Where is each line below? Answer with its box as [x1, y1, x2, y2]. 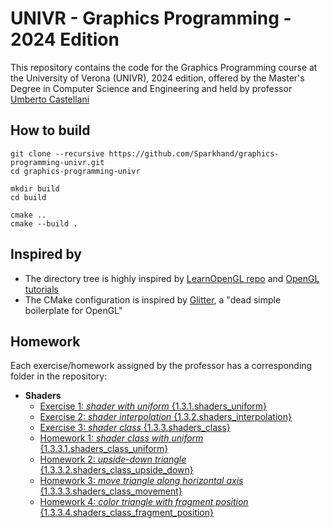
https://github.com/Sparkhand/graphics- [108, 148, 280, 159]
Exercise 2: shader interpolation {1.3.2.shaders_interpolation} [39, 411, 292, 423]
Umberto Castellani [10, 93, 90, 105]
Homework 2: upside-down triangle [39, 453, 187, 466]
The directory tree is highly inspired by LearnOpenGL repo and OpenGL [24, 272, 320, 284]
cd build [10, 192, 47, 202]
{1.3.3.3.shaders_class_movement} [39, 485, 183, 497]
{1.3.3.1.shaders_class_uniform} [39, 443, 169, 455]
